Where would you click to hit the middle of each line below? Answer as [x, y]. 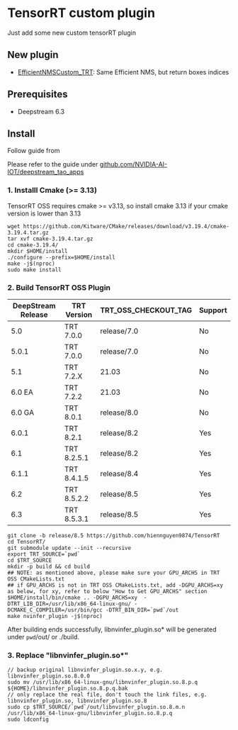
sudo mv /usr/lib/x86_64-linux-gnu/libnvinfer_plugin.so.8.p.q [103, 683]
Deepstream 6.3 [41, 111]
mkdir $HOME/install [38, 251]
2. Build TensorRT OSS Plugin [59, 287]
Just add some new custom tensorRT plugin [72, 33]
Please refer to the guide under [53, 164]
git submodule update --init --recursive [69, 548]
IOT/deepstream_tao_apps [46, 172]
